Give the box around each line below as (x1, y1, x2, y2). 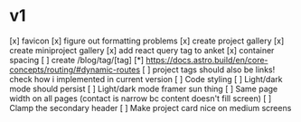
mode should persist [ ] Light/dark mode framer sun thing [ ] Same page (9, 83, 278, 94)
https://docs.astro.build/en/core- (146, 54, 268, 65)
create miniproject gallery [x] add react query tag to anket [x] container (9, 44, 275, 55)
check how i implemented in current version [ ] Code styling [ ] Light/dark (9, 73, 283, 84)
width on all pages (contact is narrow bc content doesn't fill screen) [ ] (9, 92, 272, 104)
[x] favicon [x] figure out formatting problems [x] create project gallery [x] (9, 35, 285, 46)
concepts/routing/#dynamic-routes (9, 64, 141, 75)
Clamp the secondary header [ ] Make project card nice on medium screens (9, 102, 292, 113)
